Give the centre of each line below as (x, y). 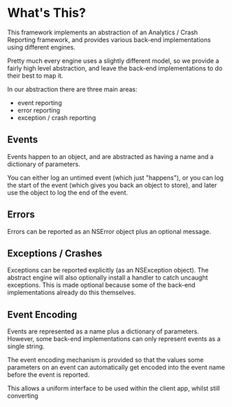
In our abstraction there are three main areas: (72, 89)
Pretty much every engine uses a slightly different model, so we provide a (113, 60)
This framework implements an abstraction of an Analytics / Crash (102, 32)
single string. (26, 346)
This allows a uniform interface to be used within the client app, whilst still (114, 388)
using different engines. (41, 47)
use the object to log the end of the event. (67, 192)
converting (23, 396)
